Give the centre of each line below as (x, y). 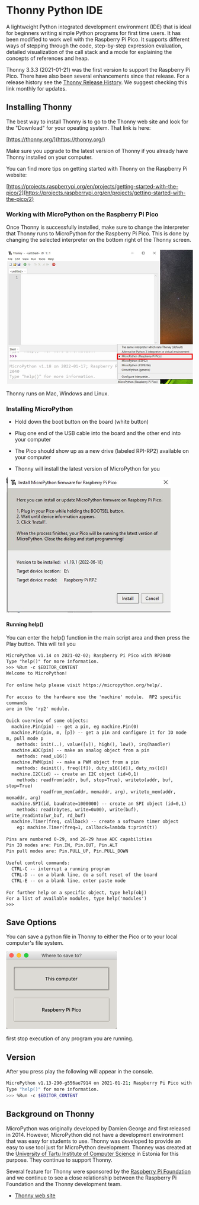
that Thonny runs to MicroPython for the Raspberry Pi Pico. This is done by (98, 234)
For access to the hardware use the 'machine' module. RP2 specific (94, 697)
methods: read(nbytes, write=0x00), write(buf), (78, 810)
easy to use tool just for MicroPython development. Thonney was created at (99, 1147)
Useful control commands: (38, 863)
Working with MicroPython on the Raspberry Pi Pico (82, 214)
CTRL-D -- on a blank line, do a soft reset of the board (85, 875)
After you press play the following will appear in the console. (80, 1072)
